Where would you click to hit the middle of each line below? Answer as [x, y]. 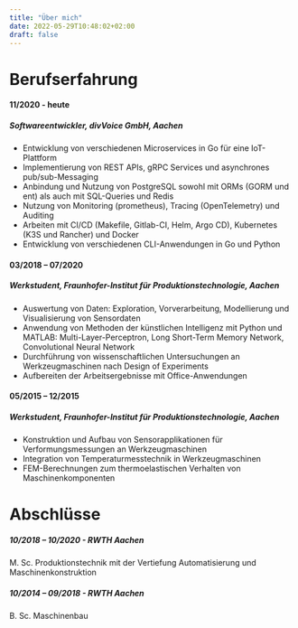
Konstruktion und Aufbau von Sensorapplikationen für [122, 440]
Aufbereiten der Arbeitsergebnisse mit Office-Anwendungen [135, 375]
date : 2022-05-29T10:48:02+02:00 [72, 26]
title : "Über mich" [46, 18]
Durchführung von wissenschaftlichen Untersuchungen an [131, 356]
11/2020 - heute [40, 105]
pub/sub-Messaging [61, 177]
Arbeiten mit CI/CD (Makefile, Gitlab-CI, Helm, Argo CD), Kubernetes [150, 225]
